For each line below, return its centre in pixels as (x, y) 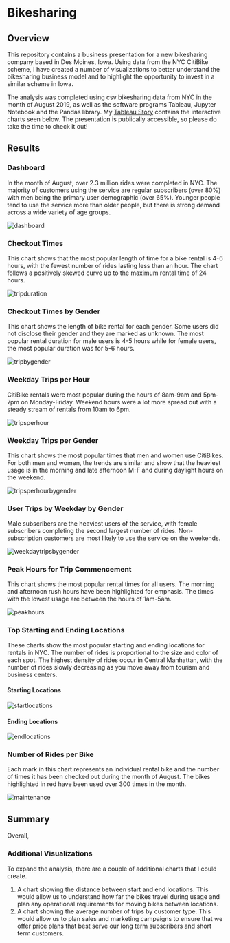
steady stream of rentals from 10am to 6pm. (69, 409)
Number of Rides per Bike (50, 754)
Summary (28, 819)
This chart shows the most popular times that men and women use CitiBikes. (115, 455)
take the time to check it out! (47, 126)
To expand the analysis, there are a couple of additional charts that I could (112, 869)
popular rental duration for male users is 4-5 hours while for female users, (112, 341)
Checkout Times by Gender (54, 311)
